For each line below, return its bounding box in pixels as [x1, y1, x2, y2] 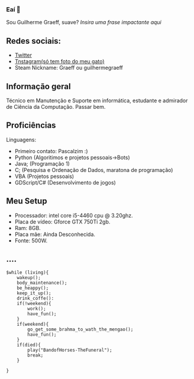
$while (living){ [6, 270, 49, 276]
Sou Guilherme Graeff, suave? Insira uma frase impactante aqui [6, 19, 161, 26]
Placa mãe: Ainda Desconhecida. [14, 231, 96, 238]
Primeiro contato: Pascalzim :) [14, 147, 88, 154]
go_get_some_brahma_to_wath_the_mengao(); [27, 326, 134, 333]
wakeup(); [17, 275, 41, 281]
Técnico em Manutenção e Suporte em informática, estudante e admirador [6, 97, 188, 104]
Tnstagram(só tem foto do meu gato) [14, 58, 105, 65]
